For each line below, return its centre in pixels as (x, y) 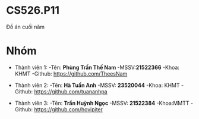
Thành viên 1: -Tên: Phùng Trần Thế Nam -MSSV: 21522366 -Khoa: (97, 67)
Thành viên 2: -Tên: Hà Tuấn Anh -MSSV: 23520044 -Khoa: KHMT (97, 85)
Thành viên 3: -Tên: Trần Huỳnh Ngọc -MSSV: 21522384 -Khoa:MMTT (102, 103)
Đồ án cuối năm (26, 27)
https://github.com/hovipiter (68, 109)
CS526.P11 (33, 10)
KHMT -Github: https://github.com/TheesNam (71, 73)
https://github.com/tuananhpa (71, 91)
